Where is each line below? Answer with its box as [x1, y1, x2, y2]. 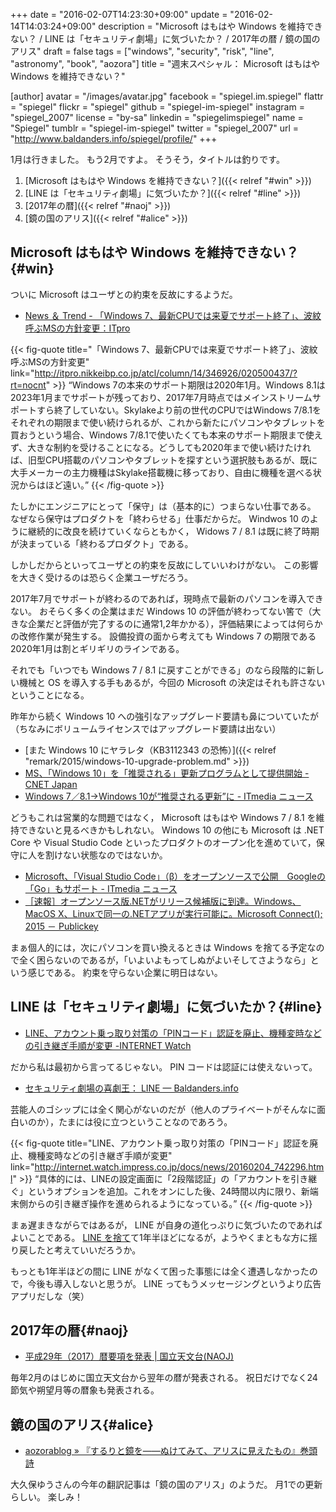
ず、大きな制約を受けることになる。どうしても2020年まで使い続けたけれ [10, 441, 312, 453]
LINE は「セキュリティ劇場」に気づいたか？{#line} [10, 999, 323, 1016]
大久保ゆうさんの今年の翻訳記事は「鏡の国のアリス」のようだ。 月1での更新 [10, 1479, 323, 1491]
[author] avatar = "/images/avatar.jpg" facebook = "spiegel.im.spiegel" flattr [10, 90, 324, 102]
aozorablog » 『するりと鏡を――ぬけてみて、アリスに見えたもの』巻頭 [24, 1445, 318, 1457]
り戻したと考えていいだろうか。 [10, 1244, 142, 1256]
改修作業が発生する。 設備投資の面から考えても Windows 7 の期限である [18, 630, 317, 642]
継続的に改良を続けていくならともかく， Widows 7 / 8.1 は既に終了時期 [27, 525, 320, 537]
